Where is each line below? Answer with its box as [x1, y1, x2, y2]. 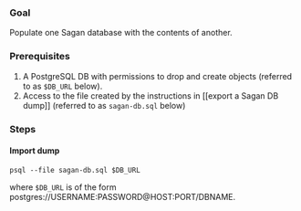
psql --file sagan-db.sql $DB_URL [9, 165, 141, 174]
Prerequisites [9, 50, 70, 63]
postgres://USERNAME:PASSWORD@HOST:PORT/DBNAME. [9, 191, 236, 202]
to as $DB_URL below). [22, 80, 103, 91]
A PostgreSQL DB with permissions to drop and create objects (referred [22, 70, 293, 81]
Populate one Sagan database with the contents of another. [9, 27, 233, 38]
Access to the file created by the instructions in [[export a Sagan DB [22, 90, 279, 101]
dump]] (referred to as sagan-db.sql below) [22, 100, 186, 111]
